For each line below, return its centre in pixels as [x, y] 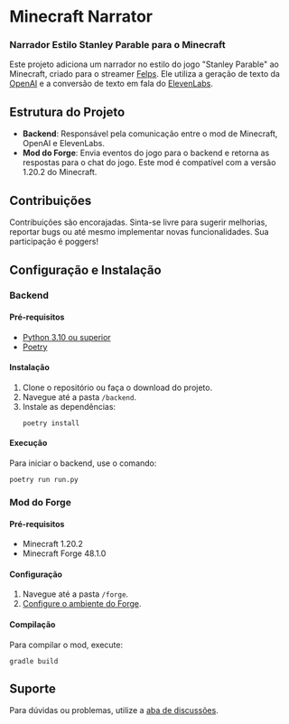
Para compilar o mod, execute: [66, 645]
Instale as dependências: [69, 406]
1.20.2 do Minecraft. [60, 172]
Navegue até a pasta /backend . [79, 397]
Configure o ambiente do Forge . [82, 604]
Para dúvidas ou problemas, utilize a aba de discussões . [114, 710]
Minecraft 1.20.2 [52, 544]
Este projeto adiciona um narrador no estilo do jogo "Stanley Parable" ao [144, 64]
